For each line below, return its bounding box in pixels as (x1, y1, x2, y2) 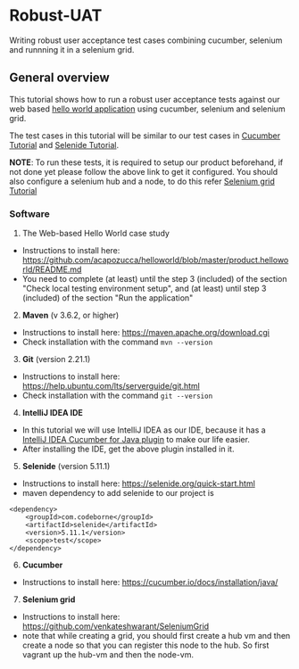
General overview (9, 70, 110, 86)
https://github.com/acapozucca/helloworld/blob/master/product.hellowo (21, 255, 289, 266)
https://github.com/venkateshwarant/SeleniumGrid (21, 621, 210, 632)
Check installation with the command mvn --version (21, 336, 213, 348)
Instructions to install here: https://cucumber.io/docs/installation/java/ (21, 577, 278, 588)
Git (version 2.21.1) (21, 354, 91, 365)
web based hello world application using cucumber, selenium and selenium (9, 103, 286, 114)
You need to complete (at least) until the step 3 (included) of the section (21, 274, 287, 285)
